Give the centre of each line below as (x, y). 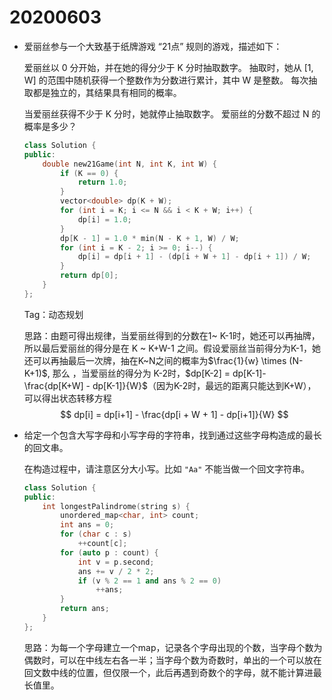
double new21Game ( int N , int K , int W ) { (129, 164)
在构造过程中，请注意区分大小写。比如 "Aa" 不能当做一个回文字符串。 (167, 468)
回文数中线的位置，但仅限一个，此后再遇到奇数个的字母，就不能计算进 (168, 672)
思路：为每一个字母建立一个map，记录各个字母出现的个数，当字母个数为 (173, 647)
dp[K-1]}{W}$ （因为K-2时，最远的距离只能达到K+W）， (204, 385)
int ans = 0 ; (87, 525)
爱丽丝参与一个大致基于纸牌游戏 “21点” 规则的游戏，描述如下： (153, 46)
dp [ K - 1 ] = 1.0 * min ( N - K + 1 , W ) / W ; (150, 238)
